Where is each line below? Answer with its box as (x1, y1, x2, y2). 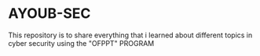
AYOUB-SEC (8, 5, 91, 23)
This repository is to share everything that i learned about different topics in (8, 30, 253, 40)
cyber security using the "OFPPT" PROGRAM (8, 38, 155, 47)
